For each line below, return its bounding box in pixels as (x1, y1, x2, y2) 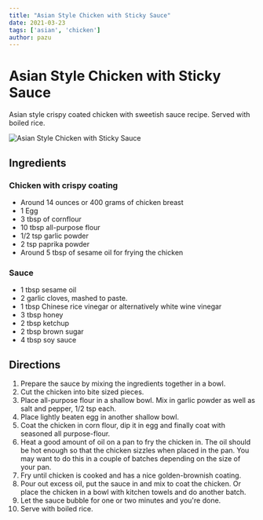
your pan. (20, 462, 52, 471)
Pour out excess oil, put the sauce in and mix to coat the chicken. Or (20, 478, 242, 488)
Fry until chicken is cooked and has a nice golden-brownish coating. (20, 471, 242, 480)
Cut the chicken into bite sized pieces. (20, 386, 144, 397)
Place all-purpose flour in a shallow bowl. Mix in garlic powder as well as (20, 395, 256, 405)
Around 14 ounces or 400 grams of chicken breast (20, 197, 184, 207)
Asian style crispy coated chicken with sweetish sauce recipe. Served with (9, 110, 250, 119)
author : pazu (9, 33, 52, 42)
